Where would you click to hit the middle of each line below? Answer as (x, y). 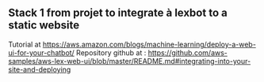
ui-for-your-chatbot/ (42, 52)
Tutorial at (25, 44)
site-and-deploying (40, 69)
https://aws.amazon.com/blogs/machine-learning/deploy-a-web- (149, 44)
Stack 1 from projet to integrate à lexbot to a (118, 13)
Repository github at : (111, 52)
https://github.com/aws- (188, 52)
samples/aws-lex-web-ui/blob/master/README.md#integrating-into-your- (130, 61)
